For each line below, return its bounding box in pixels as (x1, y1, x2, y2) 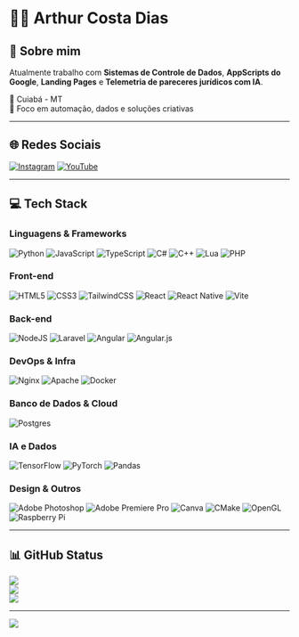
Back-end (9, 312, 53, 324)
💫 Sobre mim (9, 44, 82, 59)
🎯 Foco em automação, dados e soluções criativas (9, 103, 194, 114)
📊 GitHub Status (9, 547, 104, 562)
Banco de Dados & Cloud (9, 397, 118, 410)
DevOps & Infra (9, 355, 77, 368)
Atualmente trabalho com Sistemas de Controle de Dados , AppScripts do (9, 67, 281, 78)
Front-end (9, 270, 54, 282)
